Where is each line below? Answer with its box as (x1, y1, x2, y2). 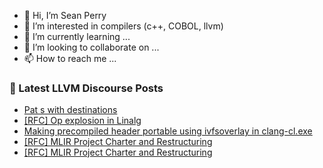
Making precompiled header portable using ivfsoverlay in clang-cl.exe (23, 125, 313, 137)
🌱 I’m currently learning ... (23, 31, 131, 42)
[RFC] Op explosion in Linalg (23, 115, 142, 127)
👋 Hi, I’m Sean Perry (23, 10, 107, 21)
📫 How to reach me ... (23, 53, 117, 64)
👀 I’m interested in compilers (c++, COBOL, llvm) (23, 20, 224, 32)
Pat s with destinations (23, 104, 118, 116)
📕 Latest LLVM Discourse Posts (9, 81, 164, 95)
